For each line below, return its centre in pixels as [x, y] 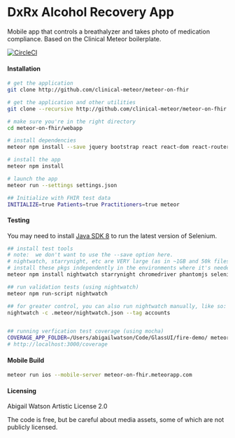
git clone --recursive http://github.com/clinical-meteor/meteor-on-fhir [117, 109]
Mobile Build [26, 360]
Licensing [22, 390]
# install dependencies [42, 140]
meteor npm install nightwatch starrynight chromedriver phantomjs [108, 275]
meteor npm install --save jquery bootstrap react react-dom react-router [119, 147]
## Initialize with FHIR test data [59, 198]
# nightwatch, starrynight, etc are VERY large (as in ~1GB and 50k [109, 262]
